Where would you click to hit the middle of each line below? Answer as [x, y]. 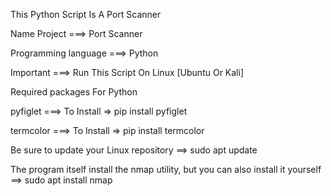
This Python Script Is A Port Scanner [86, 14]
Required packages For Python [74, 92]
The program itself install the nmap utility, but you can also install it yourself [166, 169]
